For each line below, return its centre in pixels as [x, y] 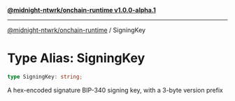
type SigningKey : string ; [45, 77]
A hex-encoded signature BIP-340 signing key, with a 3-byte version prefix [115, 90]
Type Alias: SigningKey [76, 58]
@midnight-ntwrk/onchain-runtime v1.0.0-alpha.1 [81, 10]
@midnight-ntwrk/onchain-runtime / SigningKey [76, 30]
